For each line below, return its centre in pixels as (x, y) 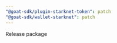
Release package (26, 34)
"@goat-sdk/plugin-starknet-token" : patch (58, 11)
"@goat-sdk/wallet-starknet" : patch (50, 17)
